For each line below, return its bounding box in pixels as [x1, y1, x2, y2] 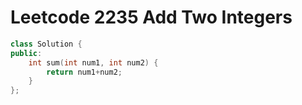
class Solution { [10, 39, 83, 49]
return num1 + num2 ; [46, 67, 123, 77]
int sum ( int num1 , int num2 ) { [28, 57, 159, 68]
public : [10, 48, 43, 58]
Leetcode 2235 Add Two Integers [10, 6, 293, 29]
